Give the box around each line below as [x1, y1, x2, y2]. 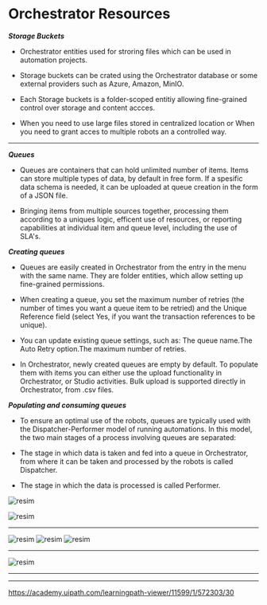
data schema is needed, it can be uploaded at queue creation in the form [19, 182, 258, 191]
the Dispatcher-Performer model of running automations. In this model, [19, 424, 253, 434]
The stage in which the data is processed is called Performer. [19, 480, 221, 490]
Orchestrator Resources [8, 5, 171, 23]
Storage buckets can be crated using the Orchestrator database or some [19, 70, 258, 80]
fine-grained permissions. [19, 279, 105, 289]
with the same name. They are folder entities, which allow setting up [19, 270, 244, 280]
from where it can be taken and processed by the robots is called [19, 456, 234, 466]
